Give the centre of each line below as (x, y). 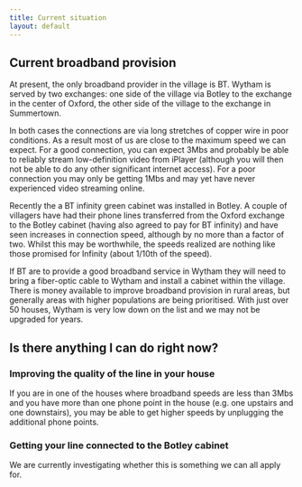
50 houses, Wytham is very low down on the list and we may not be (135, 310)
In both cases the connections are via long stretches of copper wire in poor (149, 131)
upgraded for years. (46, 319)
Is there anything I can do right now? (114, 347)
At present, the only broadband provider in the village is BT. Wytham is (141, 84)
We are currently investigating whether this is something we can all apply (145, 465)
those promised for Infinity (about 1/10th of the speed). (111, 254)
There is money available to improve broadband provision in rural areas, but (150, 291)
